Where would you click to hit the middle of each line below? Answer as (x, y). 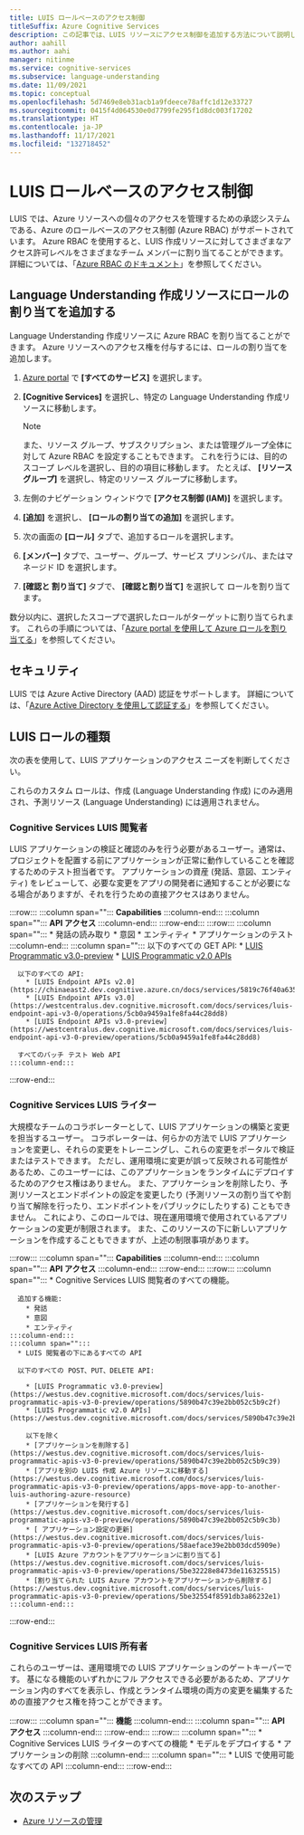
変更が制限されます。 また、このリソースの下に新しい (156, 1228)
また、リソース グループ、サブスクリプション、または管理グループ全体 (153, 444)
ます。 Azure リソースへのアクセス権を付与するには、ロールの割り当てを (152, 347)
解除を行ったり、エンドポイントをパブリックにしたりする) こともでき (162, 1206)
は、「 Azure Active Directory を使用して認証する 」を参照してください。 (142, 705)
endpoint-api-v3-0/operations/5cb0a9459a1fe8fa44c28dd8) (119, 1014)
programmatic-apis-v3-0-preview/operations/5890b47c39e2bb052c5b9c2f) (145, 1402)
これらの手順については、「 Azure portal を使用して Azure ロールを (149, 628)
